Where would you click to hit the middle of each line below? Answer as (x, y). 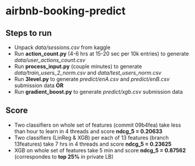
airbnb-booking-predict (66, 11)
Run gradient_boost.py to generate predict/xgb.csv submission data (98, 92)
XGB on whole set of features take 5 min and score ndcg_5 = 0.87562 (100, 150)
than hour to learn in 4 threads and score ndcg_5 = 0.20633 (88, 131)
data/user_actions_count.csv (50, 60)
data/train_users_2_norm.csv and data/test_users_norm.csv (88, 73)
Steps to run (29, 33)
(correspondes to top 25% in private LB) (64, 156)
